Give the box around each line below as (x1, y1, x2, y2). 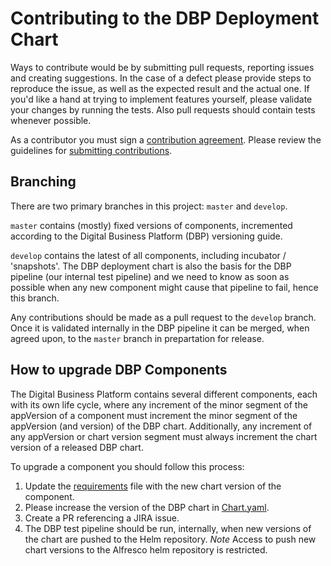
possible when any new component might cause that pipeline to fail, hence (10, 281, 319, 293)
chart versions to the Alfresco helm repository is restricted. (24, 543, 268, 556)
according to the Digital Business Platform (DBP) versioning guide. (10, 230, 283, 242)
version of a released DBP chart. (10, 441, 144, 453)
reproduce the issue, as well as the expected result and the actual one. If (10, 82, 310, 94)
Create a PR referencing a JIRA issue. (24, 512, 180, 524)
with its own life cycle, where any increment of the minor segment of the (10, 398, 308, 411)
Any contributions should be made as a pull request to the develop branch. (10, 311, 317, 323)
